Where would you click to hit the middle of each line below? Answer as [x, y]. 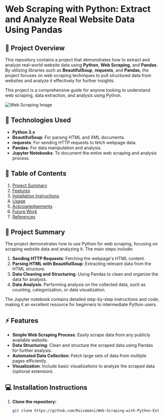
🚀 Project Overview [35, 48]
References [24, 216]
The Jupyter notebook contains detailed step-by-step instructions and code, [82, 299]
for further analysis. [32, 351]
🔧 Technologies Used [38, 120]
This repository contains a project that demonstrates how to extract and [78, 60]
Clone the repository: [34, 402]
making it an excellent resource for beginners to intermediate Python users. [81, 305]
